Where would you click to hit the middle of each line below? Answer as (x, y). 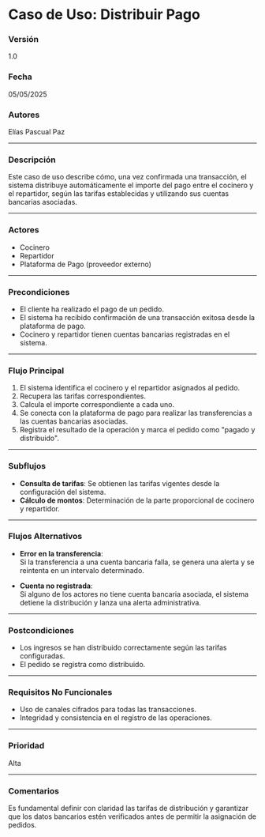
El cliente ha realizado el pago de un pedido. (91, 309)
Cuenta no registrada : (56, 586)
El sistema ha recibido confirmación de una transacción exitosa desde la (137, 317)
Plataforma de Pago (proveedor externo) (86, 264)
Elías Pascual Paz (37, 132)
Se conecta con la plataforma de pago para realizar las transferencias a (136, 413)
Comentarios (34, 790)
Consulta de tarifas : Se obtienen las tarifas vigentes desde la (119, 483)
